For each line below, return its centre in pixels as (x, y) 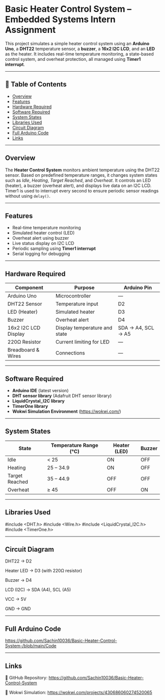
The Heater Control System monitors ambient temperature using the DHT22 (82, 170)
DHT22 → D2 (18, 561)
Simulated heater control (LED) (43, 233)
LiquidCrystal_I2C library (38, 401)
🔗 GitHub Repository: (26, 678)
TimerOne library (30, 406)
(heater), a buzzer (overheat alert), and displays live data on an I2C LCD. (78, 186)
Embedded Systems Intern (60, 19)
